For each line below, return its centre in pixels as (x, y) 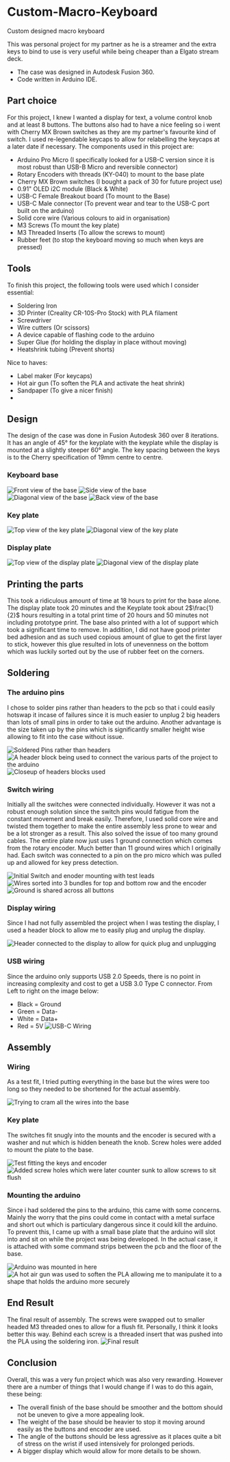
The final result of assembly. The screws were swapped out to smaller (106, 1320)
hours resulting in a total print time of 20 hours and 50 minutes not (115, 615)
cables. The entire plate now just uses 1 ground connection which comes (110, 841)
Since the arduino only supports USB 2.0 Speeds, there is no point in (104, 976)
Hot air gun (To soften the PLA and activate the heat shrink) (101, 383)
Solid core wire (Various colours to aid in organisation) (93, 218)
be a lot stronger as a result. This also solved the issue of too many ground (113, 833)
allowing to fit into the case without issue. (66, 736)
